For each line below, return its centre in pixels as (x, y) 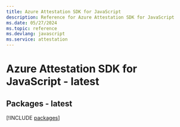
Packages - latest (39, 103)
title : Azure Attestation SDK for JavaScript (63, 12)
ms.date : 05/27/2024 (32, 23)
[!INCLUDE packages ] (33, 118)
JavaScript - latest (53, 82)
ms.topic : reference (32, 28)
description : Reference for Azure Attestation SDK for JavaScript (90, 17)
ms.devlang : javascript (36, 34)
